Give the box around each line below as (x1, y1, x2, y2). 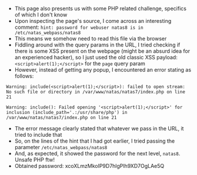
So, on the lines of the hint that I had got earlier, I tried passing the (14, 137, 175, 144)
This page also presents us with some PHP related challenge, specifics (14, 5, 187, 12)
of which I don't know (14, 11, 68, 18)
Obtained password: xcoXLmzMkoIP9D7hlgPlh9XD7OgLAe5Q (14, 163, 165, 169)
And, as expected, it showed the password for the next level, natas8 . (14, 150, 181, 157)
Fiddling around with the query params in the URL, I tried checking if (14, 41, 181, 48)
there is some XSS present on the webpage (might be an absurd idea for (14, 48, 191, 55)
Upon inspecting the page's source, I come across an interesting (14, 18, 172, 24)
